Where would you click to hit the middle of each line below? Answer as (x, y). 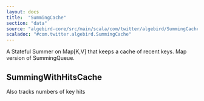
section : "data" (27, 23)
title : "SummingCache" (36, 18)
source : (16, 29)
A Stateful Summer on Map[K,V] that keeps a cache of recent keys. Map (97, 51)
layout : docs (23, 12)
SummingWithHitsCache (54, 77)
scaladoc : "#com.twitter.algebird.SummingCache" (69, 34)
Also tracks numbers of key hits (46, 91)
